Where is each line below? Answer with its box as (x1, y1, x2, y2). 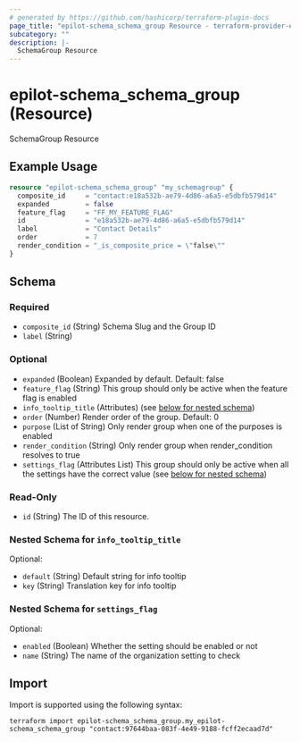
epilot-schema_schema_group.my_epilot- (77, 717, 226, 726)
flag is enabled (21, 392, 78, 403)
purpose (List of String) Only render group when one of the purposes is (21, 421, 283, 432)
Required (9, 301, 50, 314)
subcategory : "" (9, 30, 70, 38)
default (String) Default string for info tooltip (21, 571, 187, 582)
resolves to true (21, 449, 80, 460)
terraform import (9, 717, 74, 726)
